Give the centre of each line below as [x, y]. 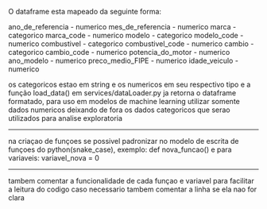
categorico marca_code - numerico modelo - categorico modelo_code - [126, 35]
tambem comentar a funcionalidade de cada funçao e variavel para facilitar [131, 181]
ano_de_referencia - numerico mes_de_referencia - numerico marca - [122, 27]
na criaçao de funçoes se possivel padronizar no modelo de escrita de [124, 141]
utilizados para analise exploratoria [66, 118]
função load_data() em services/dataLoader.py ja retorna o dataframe [122, 93]
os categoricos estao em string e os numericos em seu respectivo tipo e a [130, 84]
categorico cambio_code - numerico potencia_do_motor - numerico [119, 52]
